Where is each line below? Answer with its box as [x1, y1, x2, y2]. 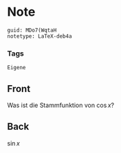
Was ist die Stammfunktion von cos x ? [7, 101, 115, 110]
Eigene [7, 64, 26, 71]
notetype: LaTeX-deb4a [7, 32, 72, 40]
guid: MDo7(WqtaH [7, 27, 57, 34]
